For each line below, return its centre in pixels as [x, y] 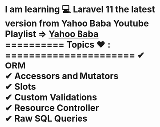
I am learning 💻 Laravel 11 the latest [80, 10]
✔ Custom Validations [51, 97]
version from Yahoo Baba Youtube [77, 24]
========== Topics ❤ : [58, 45]
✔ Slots [21, 87]
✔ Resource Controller [52, 108]
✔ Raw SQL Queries [46, 118]
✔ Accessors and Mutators [62, 76]
